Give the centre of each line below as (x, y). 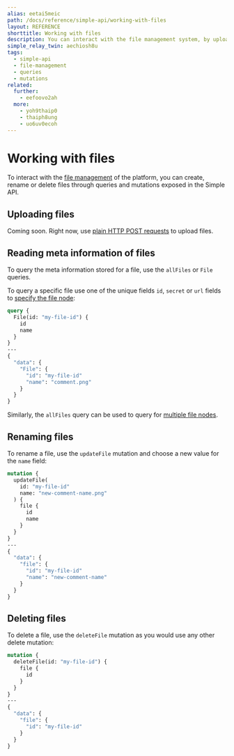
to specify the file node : (41, 298)
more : (22, 105)
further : (26, 91)
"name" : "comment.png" (58, 382)
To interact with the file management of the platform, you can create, (106, 178)
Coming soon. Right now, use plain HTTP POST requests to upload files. (110, 231)
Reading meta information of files (81, 253)
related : (20, 85)
